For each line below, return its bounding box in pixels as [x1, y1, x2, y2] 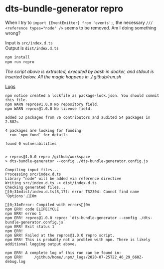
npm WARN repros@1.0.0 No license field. [5, 106, 93, 111]
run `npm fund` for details [9, 132, 68, 137]
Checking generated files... [5, 185, 66, 190]
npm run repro [5, 59, 35, 64]
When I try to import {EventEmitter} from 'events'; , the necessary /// [5, 19, 153, 25]
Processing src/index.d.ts [5, 172, 61, 177]
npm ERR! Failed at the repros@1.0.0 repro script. [5, 233, 115, 238]
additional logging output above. [5, 242, 77, 247]
